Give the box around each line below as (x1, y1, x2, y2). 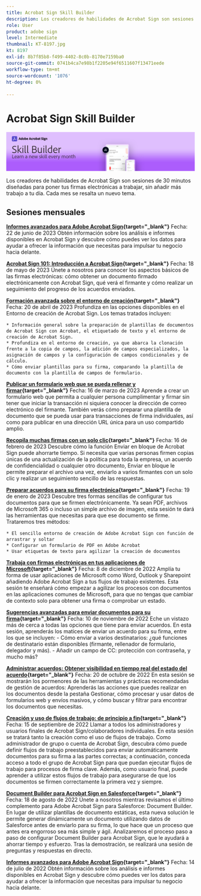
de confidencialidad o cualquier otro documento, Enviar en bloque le (6, 462, 175, 469)
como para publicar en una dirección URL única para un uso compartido (6, 419, 184, 426)
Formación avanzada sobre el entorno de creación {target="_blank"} (6, 297, 180, 305)
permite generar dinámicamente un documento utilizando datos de (6, 815, 171, 822)
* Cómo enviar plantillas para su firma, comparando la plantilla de (6, 364, 184, 370)
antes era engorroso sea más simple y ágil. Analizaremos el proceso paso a (6, 828, 193, 835)
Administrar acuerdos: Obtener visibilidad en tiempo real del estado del (6, 665, 187, 672)
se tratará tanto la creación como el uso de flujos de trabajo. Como (6, 734, 171, 741)
